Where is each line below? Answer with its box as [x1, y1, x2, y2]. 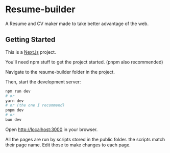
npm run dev [5, 89, 31, 94]
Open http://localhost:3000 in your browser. [5, 126, 98, 133]
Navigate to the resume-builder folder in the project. [5, 69, 115, 75]
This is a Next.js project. [5, 49, 56, 55]
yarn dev [5, 98, 24, 103]
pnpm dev [5, 107, 24, 113]
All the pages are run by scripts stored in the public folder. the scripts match [5, 136, 165, 142]
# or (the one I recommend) [5, 103, 65, 108]
